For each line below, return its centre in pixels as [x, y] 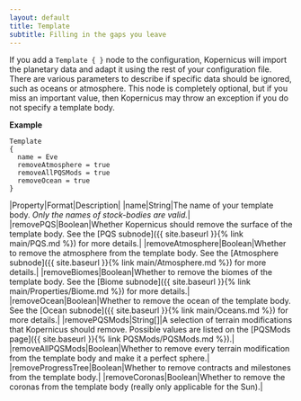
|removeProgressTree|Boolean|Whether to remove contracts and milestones [150, 368]
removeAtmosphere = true [64, 165]
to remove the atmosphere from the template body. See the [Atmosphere [144, 254]
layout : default [40, 18]
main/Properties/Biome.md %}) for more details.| [100, 291]
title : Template [40, 26]
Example [26, 125]
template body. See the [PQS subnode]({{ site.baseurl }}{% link [127, 234]
